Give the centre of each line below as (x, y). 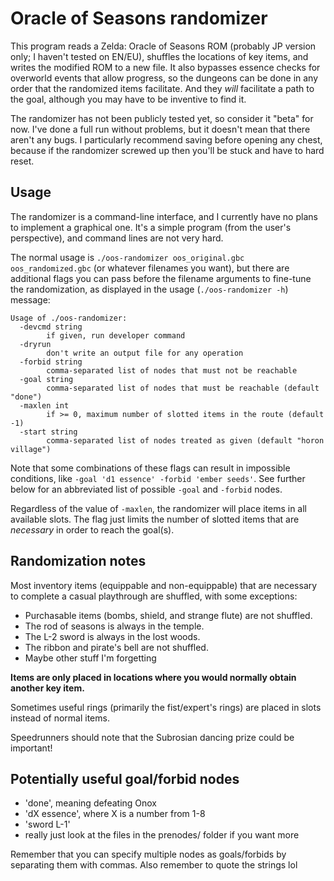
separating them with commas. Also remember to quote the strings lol (154, 865)
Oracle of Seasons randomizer (139, 18)
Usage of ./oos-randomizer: (69, 318)
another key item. (47, 688)
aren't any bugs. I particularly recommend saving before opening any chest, (166, 139)
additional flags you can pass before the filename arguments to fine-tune (161, 278)
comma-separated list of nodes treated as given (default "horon (185, 440)
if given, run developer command (116, 335)
